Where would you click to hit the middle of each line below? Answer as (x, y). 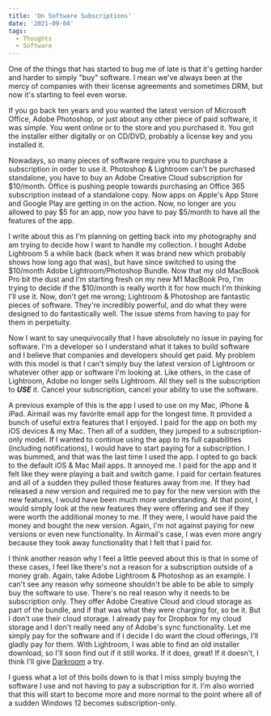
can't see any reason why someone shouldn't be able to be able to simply (131, 584)
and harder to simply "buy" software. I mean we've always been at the (125, 78)
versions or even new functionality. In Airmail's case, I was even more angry (135, 534)
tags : (17, 31)
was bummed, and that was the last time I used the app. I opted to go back (133, 457)
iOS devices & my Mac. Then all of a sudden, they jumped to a (112, 431)
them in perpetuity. (40, 322)
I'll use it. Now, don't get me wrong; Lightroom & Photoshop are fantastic (129, 297)
